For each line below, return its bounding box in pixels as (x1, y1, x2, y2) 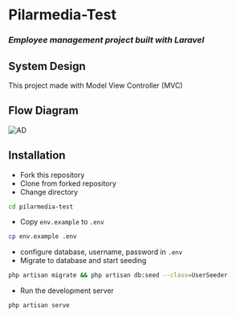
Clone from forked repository (19, 179, 116, 188)
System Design (8, 59, 86, 73)
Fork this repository (19, 170, 85, 179)
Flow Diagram (8, 104, 79, 117)
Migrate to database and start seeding (19, 256, 147, 266)
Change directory (19, 187, 79, 196)
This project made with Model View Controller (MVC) (8, 80, 183, 90)
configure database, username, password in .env (19, 247, 183, 257)
